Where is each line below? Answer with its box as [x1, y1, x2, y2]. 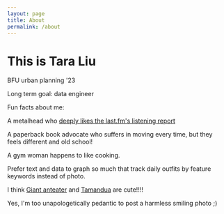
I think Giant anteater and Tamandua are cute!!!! [7, 185, 144, 194]
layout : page [7, 10, 45, 17]
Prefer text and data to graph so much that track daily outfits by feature [7, 165, 211, 173]
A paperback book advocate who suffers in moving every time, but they [7, 130, 213, 139]
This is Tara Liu [7, 53, 96, 69]
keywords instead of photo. [7, 172, 86, 181]
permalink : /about [7, 23, 61, 30]
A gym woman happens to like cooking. [7, 151, 120, 160]
